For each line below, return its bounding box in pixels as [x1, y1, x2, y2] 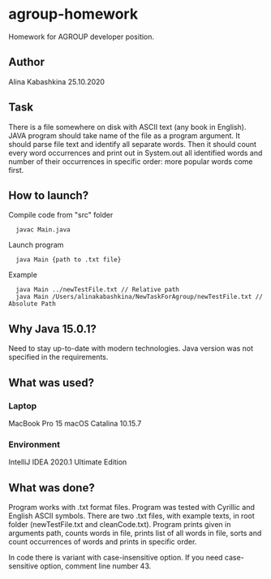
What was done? [8, 481, 95, 495]
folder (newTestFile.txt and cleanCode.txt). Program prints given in [8, 519, 231, 529]
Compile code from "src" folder [8, 210, 114, 220]
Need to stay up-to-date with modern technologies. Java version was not [8, 344, 254, 353]
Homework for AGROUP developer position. [8, 32, 155, 41]
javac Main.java [15, 226, 71, 234]
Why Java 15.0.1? [8, 322, 97, 335]
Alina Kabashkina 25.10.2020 [8, 76, 105, 86]
